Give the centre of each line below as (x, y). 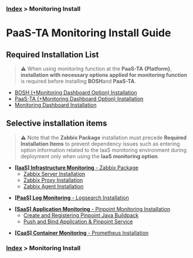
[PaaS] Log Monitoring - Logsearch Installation (72, 198)
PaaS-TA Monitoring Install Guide (89, 33)
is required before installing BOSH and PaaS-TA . (78, 81)
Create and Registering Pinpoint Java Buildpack (81, 215)
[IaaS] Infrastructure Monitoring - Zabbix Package (77, 167)
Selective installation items (57, 123)
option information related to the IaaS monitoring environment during (103, 150)
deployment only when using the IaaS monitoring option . (90, 156)
